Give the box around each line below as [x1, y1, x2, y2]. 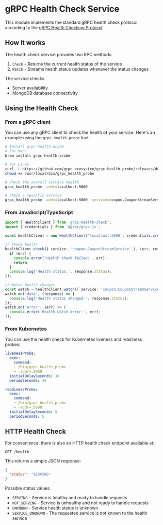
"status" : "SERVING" [9, 472, 51, 477]
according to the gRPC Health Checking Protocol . [5, 24, 104, 30]
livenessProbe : [5, 351, 36, 356]
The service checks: [5, 75, 46, 81]
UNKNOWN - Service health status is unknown [12, 505, 98, 511]
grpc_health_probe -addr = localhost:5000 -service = [5, 197, 110, 202]
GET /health [5, 450, 29, 455]
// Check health [5, 242, 38, 247]
